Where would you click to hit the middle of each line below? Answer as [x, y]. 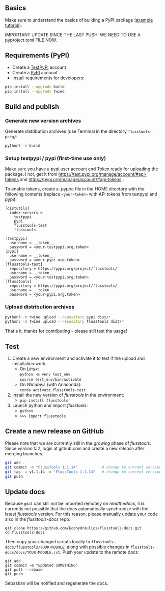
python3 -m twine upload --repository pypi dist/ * [58, 317]
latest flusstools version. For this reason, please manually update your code [82, 514]
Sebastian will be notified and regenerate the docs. [57, 583]
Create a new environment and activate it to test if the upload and [78, 358]
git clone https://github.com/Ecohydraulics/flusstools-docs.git [73, 529]
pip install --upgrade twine [35, 91]
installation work [29, 364]
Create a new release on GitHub [55, 431]
